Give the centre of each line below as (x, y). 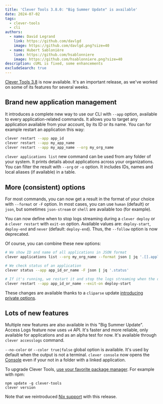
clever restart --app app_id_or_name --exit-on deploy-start (68, 283)
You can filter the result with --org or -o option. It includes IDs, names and (79, 167)
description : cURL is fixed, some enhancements (54, 64)
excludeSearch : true (26, 68)
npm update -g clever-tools (33, 384)
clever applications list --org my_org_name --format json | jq (71, 257)
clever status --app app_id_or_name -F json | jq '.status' (67, 270)
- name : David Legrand (32, 37)
